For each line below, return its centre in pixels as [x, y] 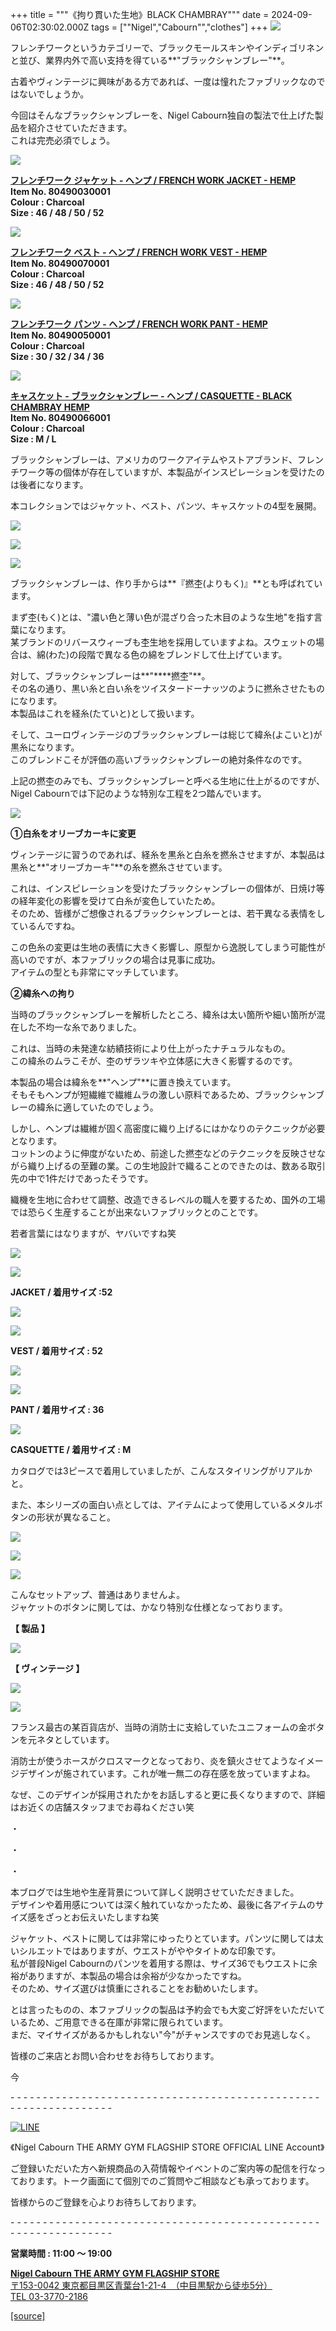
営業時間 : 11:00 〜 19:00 [61, 2253]
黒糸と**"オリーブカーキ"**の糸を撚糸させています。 [119, 867]
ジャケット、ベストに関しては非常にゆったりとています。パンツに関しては [162, 1938]
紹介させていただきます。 [80, 127]
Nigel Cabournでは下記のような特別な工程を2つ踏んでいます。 [138, 793]
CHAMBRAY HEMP [50, 407]
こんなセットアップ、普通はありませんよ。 [98, 1594]
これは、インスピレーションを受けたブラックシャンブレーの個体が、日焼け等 [167, 888]
